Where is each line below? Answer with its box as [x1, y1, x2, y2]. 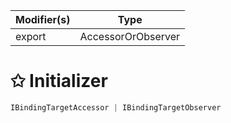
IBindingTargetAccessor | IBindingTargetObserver [10, 102, 222, 113]
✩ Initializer [10, 70, 108, 93]
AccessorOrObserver [79, 30, 181, 43]
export [15, 30, 47, 43]
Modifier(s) [15, 13, 71, 26]
